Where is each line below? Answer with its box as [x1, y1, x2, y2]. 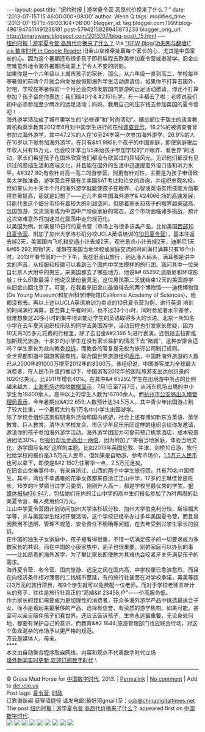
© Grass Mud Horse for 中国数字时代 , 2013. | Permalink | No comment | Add [6, 675, 198, 683]
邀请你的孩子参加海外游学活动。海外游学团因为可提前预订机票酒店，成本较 [6, 429, 193, 436]
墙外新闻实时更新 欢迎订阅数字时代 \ [6, 656, 97, 664]
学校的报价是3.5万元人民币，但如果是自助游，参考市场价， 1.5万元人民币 [16, 452, 198, 458]
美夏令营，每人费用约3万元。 [6, 498, 79, 504]
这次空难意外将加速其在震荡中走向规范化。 [6, 215, 113, 222]
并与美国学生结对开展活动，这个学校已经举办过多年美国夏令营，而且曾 [22, 513, 199, 520]
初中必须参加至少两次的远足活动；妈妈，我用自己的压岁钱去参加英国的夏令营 [6, 101, 199, 107]
